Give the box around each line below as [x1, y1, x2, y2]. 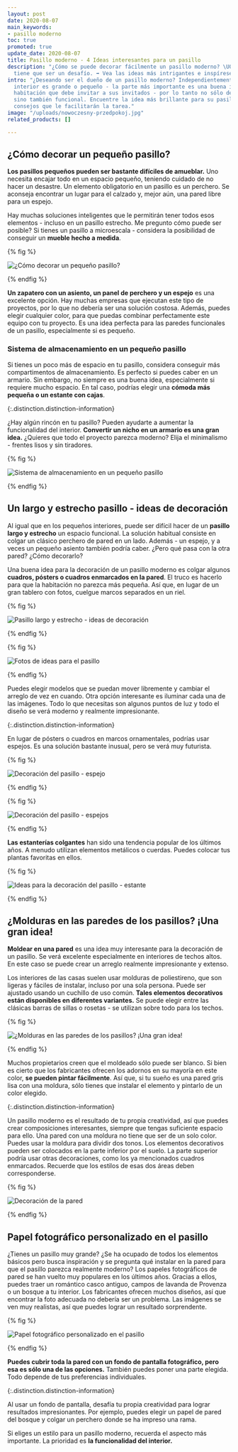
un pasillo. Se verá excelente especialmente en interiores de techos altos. [7, 952, 222, 961]
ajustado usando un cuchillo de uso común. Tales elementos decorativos [7, 989, 223, 997]
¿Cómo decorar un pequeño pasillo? [7, 148, 171, 160]
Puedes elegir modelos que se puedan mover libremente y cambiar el [7, 684, 210, 693]
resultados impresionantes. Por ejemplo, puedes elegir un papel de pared [7, 1408, 222, 1417]
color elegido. [7, 1089, 48, 1097]
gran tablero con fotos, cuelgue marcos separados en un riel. [7, 588, 186, 596]
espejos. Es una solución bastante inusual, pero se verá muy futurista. [7, 742, 212, 750]
